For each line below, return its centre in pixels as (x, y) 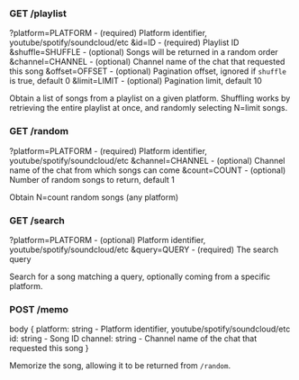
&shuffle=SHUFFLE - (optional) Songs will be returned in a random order (144, 52)
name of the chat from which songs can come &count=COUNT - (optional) (148, 170)
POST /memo (39, 309)
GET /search (37, 221)
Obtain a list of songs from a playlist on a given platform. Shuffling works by (150, 98)
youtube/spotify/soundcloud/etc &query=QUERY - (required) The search (144, 249)
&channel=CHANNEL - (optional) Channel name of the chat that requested (147, 62)
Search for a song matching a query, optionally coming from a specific (140, 276)
